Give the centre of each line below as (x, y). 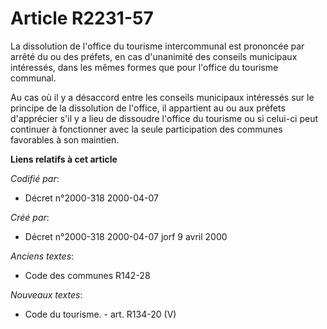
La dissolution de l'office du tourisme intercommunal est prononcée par (157, 46)
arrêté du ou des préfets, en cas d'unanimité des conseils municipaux (154, 56)
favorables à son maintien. (65, 139)
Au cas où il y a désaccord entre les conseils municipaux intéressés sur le (162, 97)
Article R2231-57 (82, 18)
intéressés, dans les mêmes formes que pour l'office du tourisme (144, 67)
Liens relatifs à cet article (64, 159)
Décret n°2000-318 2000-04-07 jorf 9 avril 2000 (126, 236)
